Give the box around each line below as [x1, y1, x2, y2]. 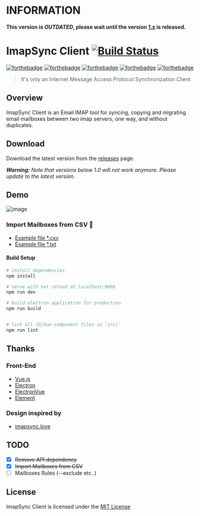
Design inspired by [6, 409, 62, 417]
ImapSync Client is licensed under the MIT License [6, 503, 131, 510]
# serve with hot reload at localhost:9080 [6, 284, 116, 290]
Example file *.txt [14, 240, 57, 248]
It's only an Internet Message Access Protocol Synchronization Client [20, 75, 191, 82]
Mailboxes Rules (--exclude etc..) [14, 469, 96, 477]
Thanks [6, 344, 35, 354]
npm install [6, 273, 36, 279]
